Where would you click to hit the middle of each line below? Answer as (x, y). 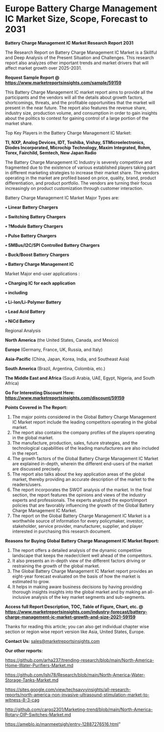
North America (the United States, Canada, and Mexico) (62, 340)
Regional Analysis (23, 331)
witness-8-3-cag (22, 700)
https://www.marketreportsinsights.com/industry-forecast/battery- (76, 612)
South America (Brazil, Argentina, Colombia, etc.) (55, 368)
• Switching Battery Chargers (35, 216)
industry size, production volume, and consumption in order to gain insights (81, 113)
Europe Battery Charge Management (81, 9)
